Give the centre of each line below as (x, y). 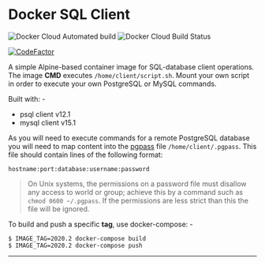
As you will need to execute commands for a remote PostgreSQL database (129, 138)
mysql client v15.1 (48, 122)
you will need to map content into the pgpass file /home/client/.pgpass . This (132, 146)
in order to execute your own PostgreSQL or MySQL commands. (112, 84)
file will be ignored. (58, 209)
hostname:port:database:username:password (79, 169)
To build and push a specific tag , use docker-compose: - (101, 224)
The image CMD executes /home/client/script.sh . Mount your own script (129, 75)
